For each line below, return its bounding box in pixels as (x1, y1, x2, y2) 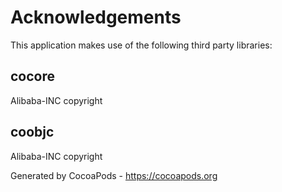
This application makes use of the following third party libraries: (10, 39, 273, 51)
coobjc (10, 124, 55, 141)
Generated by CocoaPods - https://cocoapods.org (10, 169, 218, 181)
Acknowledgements (10, 6, 182, 29)
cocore (10, 68, 56, 85)
